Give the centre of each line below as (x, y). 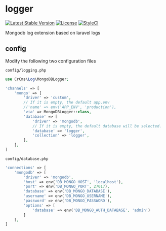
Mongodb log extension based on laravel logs (53, 32)
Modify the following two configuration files (51, 61)
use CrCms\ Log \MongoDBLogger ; (37, 79)
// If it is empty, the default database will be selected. (97, 126)
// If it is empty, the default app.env (67, 103)
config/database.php (27, 159)
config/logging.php (26, 70)
